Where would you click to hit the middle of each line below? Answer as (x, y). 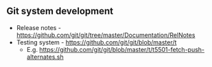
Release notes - (38, 27)
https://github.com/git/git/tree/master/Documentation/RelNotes (106, 35)
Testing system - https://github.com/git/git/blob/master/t (96, 42)
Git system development (60, 11)
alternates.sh (45, 57)
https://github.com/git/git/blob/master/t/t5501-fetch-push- (122, 49)
